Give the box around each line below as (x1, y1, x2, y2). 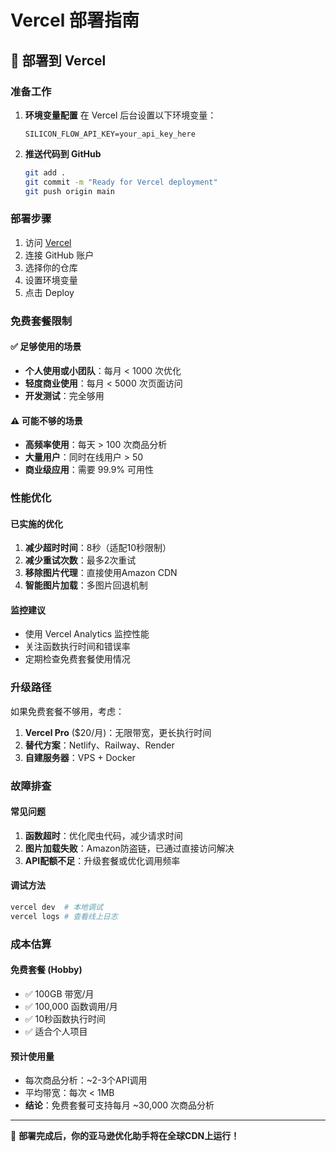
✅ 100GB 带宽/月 (24, 987, 95, 1000)
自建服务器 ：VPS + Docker (24, 751, 136, 763)
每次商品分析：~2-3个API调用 (24, 1074, 148, 1086)
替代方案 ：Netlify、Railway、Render (24, 739, 175, 751)
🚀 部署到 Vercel (10, 52, 107, 69)
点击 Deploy (24, 286, 75, 298)
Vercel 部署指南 (10, 9, 140, 32)
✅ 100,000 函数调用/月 (24, 1000, 118, 1012)
